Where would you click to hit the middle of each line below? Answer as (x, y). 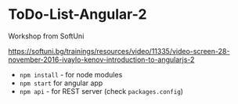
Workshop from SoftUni (46, 36)
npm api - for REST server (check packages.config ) (101, 91)
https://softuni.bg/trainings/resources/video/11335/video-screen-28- (119, 51)
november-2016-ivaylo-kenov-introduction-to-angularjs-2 (101, 59)
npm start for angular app (61, 83)
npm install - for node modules (71, 74)
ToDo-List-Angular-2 (78, 14)
